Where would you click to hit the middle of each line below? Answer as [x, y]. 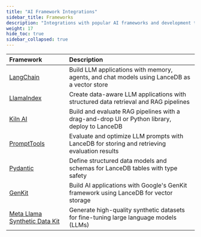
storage [80, 200]
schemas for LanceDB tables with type [123, 168]
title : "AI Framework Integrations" [52, 12]
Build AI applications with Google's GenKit [128, 185]
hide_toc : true [25, 34]
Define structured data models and [118, 161]
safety [78, 176]
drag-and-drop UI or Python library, [120, 119]
